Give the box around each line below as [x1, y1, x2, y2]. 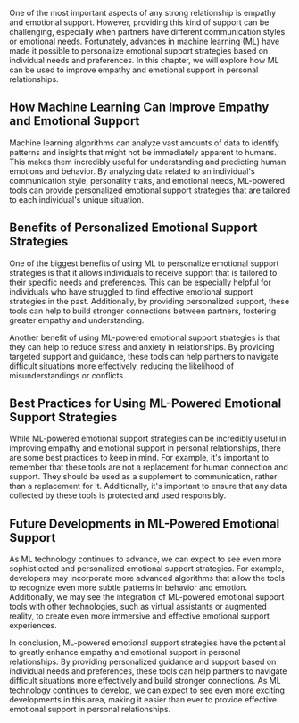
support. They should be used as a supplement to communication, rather [9, 471, 278, 482]
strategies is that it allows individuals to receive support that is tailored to [9, 267, 278, 278]
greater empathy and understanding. [9, 314, 145, 325]
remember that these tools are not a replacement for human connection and [9, 461, 288, 472]
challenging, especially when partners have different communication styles [9, 27, 286, 37]
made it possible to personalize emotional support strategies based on [9, 46, 269, 56]
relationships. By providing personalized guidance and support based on [9, 656, 277, 668]
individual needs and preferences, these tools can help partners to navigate [9, 666, 287, 677]
